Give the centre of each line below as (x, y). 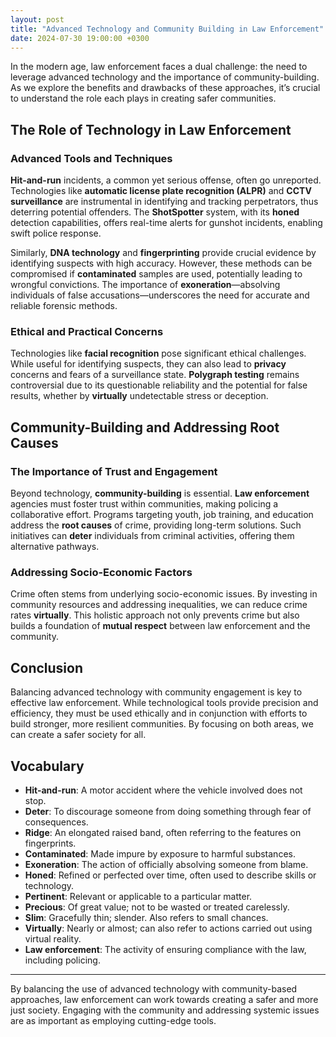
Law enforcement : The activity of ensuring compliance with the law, (165, 949)
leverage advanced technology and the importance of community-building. (165, 77)
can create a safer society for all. (78, 735)
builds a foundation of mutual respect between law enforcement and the (160, 626)
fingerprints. (50, 843)
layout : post (37, 19)
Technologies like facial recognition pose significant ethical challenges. (158, 353)
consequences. (56, 822)
